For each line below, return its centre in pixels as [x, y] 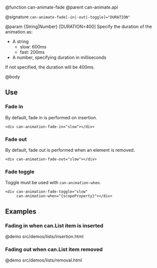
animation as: [19, 32]
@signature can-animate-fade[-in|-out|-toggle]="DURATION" [68, 17]
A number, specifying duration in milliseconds [59, 57]
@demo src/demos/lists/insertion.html [44, 236]
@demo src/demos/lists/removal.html [44, 260]
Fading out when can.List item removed [54, 249]
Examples [21, 211]
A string [20, 41]
